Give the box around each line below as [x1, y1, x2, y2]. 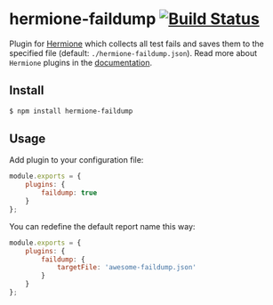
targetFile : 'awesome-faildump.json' [56, 263, 197, 272]
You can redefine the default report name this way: [9, 221, 196, 231]
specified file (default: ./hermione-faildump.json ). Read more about [9, 47, 258, 58]
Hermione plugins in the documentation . [9, 57, 153, 68]
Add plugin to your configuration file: [9, 155, 144, 165]
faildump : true [41, 189, 98, 197]
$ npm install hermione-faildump [9, 107, 133, 116]
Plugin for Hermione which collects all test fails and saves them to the [9, 38, 264, 49]
